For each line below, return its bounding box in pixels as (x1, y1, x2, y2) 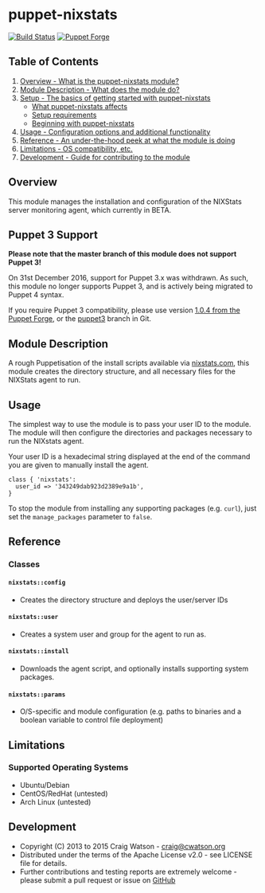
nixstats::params (8, 691, 66, 699)
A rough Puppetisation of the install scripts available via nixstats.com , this (8, 358, 250, 368)
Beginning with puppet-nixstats (31, 118, 135, 128)
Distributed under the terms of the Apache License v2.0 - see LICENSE (19, 850, 253, 860)
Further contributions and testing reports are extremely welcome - (19, 867, 237, 876)
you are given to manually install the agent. (8, 460, 149, 469)
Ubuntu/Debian (19, 780, 70, 789)
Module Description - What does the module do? (19, 84, 181, 94)
